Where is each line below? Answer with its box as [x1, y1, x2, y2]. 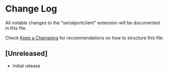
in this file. [5, 25, 27, 31]
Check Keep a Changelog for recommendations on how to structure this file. [5, 35, 164, 41]
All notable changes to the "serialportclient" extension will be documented [5, 20, 160, 26]
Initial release [12, 62, 40, 68]
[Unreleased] [5, 49, 48, 58]
